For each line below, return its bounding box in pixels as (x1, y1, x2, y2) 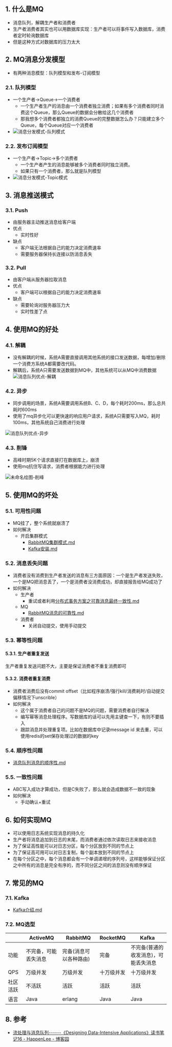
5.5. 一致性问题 (5, 774, 42, 781)
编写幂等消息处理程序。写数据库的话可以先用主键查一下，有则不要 (20, 714, 160, 720)
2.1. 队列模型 (5, 84, 36, 91)
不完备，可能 (26, 948, 57, 955)
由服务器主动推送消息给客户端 (12, 219, 76, 225)
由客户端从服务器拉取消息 (12, 276, 67, 283)
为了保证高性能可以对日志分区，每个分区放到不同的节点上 (12, 843, 134, 849)
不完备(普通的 (130, 944, 164, 951)
